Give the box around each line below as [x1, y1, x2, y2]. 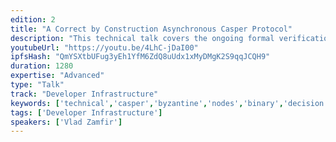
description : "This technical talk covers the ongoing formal [10, 33, 275, 43]
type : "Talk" [10, 80, 65, 90]
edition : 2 [10, 14, 56, 25]
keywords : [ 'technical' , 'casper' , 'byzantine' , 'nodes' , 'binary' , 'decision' [10, 98, 329, 108]
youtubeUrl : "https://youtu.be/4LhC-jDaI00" [10, 42, 199, 53]
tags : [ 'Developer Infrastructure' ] [10, 107, 163, 118]
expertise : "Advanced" [10, 71, 105, 81]
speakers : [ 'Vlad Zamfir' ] [10, 117, 123, 127]
